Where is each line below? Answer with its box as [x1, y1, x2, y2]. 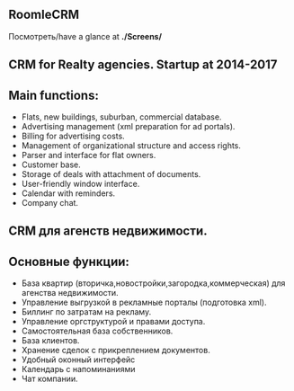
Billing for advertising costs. [21, 130, 125, 142]
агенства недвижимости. [21, 288, 119, 298]
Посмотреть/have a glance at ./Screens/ [8, 31, 163, 41]
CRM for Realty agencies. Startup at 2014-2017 [8, 58, 278, 73]
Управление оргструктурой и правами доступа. [21, 316, 206, 327]
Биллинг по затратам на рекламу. [21, 307, 152, 317]
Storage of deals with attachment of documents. [21, 169, 201, 180]
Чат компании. [21, 373, 78, 385]
